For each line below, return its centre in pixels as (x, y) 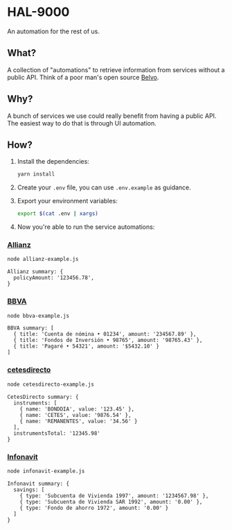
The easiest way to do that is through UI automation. (82, 123)
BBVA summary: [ (30, 328)
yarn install (36, 174)
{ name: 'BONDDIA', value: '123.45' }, (77, 409)
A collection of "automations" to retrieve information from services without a (116, 69)
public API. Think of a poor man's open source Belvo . (83, 77)
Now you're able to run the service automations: (86, 227)
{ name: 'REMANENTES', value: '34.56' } (79, 421)
